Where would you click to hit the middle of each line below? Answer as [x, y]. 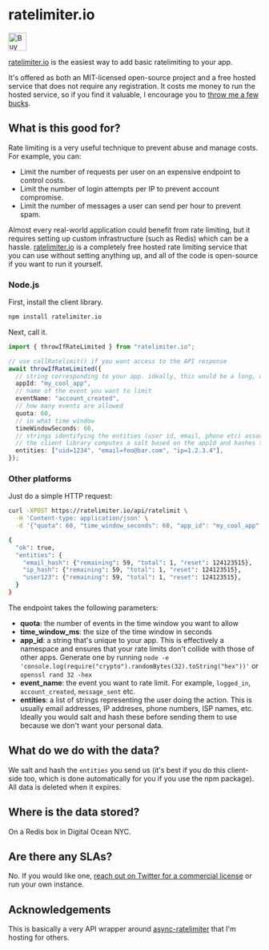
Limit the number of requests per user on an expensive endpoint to [130, 172]
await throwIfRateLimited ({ [55, 369]
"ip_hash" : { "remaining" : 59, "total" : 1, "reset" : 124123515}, [132, 570]
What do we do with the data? [84, 751]
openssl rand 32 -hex [56, 675]
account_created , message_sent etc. [78, 691]
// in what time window [55, 421]
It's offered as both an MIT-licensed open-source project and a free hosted [132, 77]
